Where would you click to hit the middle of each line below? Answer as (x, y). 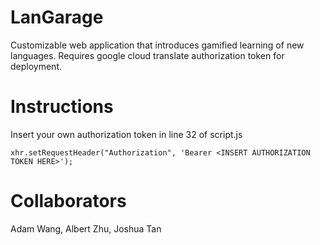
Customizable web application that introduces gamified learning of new (157, 45)
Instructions (62, 107)
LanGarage (57, 17)
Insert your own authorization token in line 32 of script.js (126, 134)
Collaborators (68, 201)
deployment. (36, 66)
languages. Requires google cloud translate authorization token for (147, 55)
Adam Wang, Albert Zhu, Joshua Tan (86, 228)
